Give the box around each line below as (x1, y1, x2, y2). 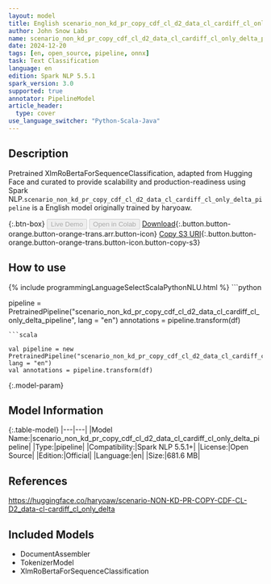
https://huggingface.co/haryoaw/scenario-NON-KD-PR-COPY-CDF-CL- (8, 496, 248, 506)
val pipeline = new (8, 345, 74, 353)
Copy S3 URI (158, 229, 202, 238)
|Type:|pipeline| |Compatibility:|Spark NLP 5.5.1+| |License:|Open (32, 442, 248, 452)
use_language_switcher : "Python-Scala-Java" (8, 117, 161, 125)
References (8, 474, 68, 488)
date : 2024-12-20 (8, 42, 67, 50)
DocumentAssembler (19, 548, 91, 558)
